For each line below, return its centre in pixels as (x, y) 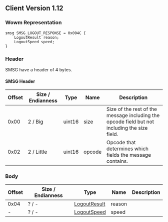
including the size (127, 128)
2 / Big (35, 122)
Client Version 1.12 (34, 8)
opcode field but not (130, 122)
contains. (117, 161)
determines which (128, 149)
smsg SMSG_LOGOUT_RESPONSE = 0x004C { (45, 33)
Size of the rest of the (132, 109)
